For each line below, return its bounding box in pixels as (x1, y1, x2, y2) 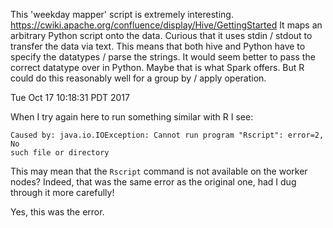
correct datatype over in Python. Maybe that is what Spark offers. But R (10, 62, 305, 73)
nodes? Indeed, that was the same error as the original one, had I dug (10, 176, 297, 188)
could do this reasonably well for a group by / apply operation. (10, 72, 267, 84)
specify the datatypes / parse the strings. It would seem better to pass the (10, 51, 316, 63)
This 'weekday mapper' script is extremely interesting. (10, 9, 234, 20)
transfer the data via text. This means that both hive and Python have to (10, 40, 306, 52)
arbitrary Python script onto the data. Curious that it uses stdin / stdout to (10, 30, 313, 41)
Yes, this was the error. (10, 206, 105, 218)
